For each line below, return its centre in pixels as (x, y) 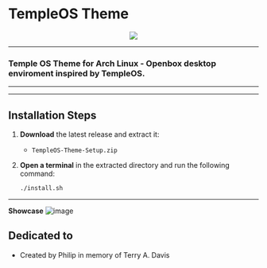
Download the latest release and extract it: (89, 134)
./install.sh (41, 188)
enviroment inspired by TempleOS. (77, 73)
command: (37, 174)
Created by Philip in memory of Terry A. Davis (95, 254)
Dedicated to (41, 236)
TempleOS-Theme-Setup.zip (74, 151)
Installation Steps (52, 115)
